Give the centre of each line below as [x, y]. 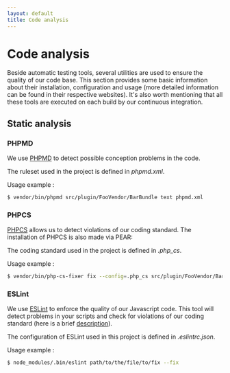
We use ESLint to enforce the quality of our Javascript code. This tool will [111, 309]
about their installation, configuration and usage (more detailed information [113, 87]
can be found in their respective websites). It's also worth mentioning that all [115, 95]
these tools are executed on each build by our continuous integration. [105, 102]
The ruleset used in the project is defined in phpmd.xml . [86, 172]
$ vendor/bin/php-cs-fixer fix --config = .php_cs [78, 276]
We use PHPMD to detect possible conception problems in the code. [104, 158]
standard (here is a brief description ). [60, 324]
